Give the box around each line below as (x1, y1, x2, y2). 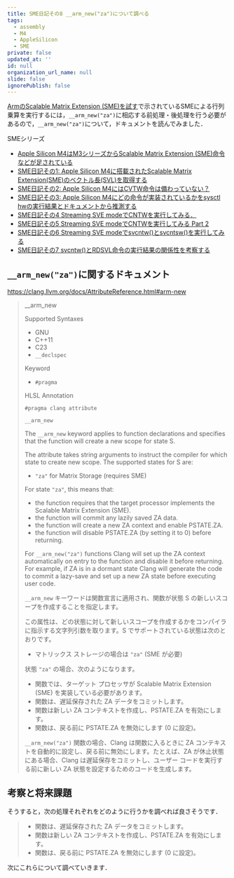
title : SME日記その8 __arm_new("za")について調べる (7, 10, 149, 18)
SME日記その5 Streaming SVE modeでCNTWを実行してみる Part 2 (17, 219, 209, 228)
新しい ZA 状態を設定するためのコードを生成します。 (43, 765, 195, 774)
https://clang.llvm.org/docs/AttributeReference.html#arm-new (7, 288, 187, 296)
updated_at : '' (7, 56, 52, 63)
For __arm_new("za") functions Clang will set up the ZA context (24, 550, 205, 558)
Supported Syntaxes (24, 315, 84, 323)
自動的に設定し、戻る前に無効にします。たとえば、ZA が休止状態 (36, 748, 224, 756)
